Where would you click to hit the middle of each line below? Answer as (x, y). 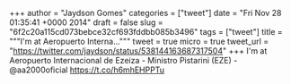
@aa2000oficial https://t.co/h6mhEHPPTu (87, 70)
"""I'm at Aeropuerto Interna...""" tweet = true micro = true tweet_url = (139, 41)
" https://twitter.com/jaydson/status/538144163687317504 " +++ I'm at (138, 51)
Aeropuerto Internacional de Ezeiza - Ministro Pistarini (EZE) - (123, 60)
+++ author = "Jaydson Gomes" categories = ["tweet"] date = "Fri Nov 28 (145, 13)
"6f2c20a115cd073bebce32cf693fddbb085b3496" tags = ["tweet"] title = (146, 32)
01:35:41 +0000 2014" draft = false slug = (86, 22)
